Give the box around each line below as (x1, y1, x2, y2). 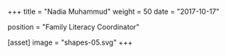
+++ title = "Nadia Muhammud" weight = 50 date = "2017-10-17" (7, 7, 220, 16)
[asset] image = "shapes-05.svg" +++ (7, 37, 133, 47)
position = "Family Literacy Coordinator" (7, 22, 141, 31)
